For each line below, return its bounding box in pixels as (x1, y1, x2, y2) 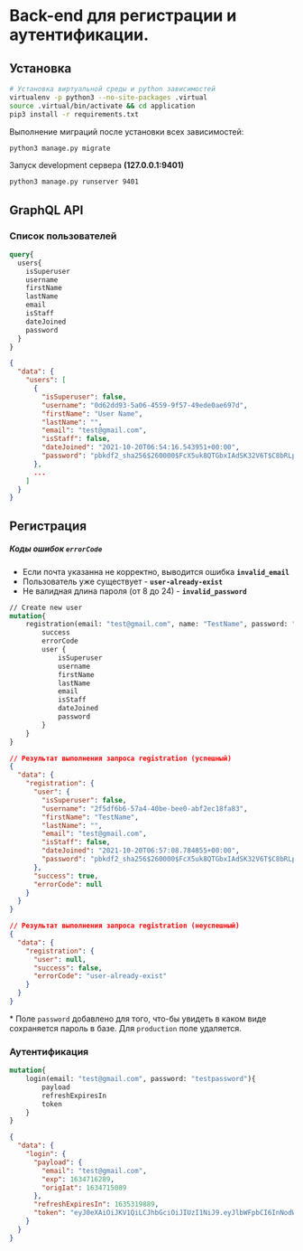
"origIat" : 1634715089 (41, 1183, 127, 1192)
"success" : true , (32, 871, 99, 880)
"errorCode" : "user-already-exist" (32, 972, 168, 981)
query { (9, 249, 34, 259)
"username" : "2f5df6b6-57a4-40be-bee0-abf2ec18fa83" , (41, 804, 248, 814)
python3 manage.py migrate (9, 144, 111, 153)
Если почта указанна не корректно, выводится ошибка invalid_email (22, 566, 290, 577)
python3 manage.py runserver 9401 (9, 177, 140, 186)
